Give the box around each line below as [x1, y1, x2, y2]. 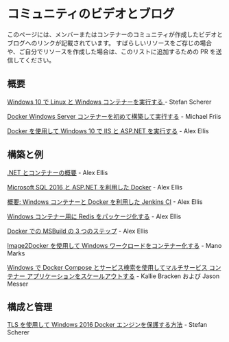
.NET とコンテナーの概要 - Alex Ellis [7, 168, 108, 176]
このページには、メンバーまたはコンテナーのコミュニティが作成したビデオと [7, 30, 223, 38]
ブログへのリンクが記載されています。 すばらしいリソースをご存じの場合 [7, 38, 213, 47]
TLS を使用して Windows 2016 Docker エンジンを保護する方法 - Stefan [7, 321, 208, 329]
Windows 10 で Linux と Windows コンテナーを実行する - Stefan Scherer [7, 98, 212, 106]
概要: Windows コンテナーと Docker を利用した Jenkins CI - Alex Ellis [7, 197, 203, 206]
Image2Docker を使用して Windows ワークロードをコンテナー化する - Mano [7, 241, 222, 249]
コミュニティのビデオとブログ [7, 6, 175, 22]
